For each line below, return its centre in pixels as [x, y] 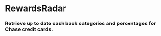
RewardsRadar [36, 8]
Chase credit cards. [29, 29]
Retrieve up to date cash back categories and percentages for [80, 24]
